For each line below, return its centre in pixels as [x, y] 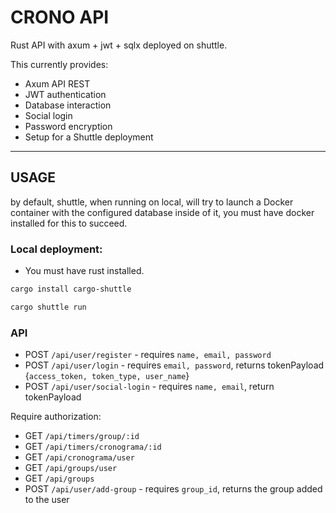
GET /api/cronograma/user [79, 457]
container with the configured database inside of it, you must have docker [162, 212]
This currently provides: [59, 64]
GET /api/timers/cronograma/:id [93, 447]
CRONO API [60, 17]
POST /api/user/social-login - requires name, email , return [149, 387]
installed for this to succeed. [69, 223]
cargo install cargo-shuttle [71, 289]
